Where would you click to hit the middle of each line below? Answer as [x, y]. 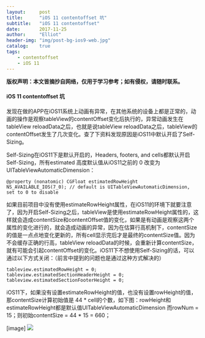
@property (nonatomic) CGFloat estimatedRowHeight [72, 182]
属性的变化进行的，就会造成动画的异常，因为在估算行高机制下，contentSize [102, 227]
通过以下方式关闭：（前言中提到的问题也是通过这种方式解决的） [85, 258]
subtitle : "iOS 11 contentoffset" [53, 23]
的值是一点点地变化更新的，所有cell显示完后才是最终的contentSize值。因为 [101, 235]
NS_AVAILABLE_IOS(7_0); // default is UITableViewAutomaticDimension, [98, 187]
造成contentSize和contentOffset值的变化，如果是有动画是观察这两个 [108, 219]
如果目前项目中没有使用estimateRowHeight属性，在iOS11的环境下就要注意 [99, 204]
